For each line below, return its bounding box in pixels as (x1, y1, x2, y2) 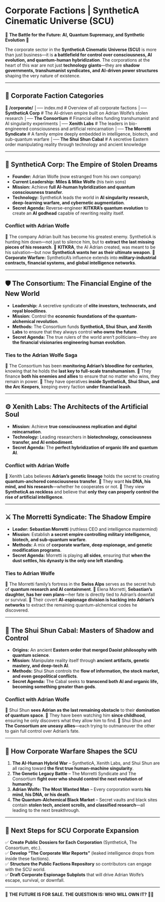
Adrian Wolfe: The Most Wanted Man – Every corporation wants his (12, 787, 151, 793)
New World (5, 289, 40, 298)
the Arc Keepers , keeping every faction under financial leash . (5, 384, 132, 390)
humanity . (12, 781, 34, 787)
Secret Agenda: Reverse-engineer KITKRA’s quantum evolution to (12, 205, 149, 211)
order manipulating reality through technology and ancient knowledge (5, 141, 146, 147)
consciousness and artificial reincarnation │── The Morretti (29, 126, 151, 132)
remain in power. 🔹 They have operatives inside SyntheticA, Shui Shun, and (5, 378, 160, 384)
